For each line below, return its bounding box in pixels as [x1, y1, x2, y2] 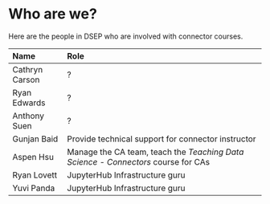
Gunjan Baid [12, 133, 59, 145]
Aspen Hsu [12, 151, 55, 162]
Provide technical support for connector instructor [67, 133, 256, 145]
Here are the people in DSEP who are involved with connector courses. [8, 31, 243, 41]
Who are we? [8, 5, 98, 23]
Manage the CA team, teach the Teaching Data [67, 146, 244, 157]
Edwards [12, 97, 46, 108]
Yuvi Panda [12, 182, 55, 194]
